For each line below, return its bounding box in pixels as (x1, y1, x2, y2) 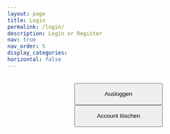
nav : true (7, 36, 37, 43)
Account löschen (97, 112, 140, 120)
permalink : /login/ (7, 23, 65, 30)
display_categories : (7, 50, 68, 57)
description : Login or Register (7, 29, 102, 37)
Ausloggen (104, 91, 133, 98)
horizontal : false (7, 56, 61, 63)
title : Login (7, 17, 46, 24)
